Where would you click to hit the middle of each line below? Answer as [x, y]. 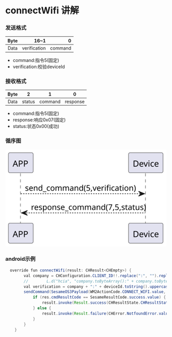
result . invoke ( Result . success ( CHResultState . [91, 303]
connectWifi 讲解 [42, 10]
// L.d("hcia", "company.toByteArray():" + [79, 281]
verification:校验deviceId [39, 67]
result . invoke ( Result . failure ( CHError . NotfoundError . [100, 313]
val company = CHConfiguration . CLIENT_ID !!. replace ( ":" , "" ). [91, 276]
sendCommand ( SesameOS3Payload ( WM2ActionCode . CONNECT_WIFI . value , [95, 292]
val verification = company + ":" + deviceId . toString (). [87, 287]
